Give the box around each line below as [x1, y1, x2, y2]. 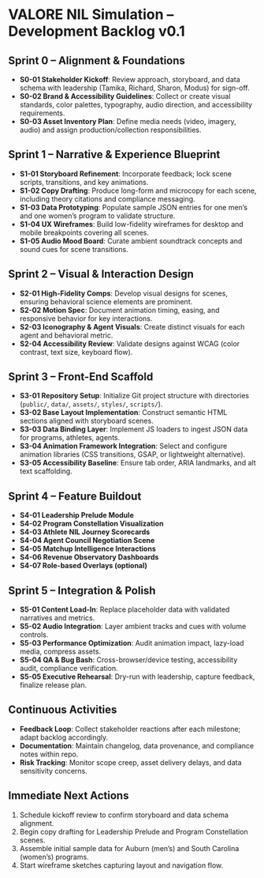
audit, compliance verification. [19, 664, 118, 673]
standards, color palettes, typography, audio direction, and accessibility [19, 100, 253, 109]
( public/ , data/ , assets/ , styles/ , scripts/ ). [19, 399, 163, 409]
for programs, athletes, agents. [19, 433, 121, 443]
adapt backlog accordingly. [19, 733, 109, 742]
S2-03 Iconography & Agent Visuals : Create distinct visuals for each [19, 322, 245, 331]
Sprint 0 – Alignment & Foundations [8, 54, 185, 67]
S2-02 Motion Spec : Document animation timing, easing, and [19, 305, 220, 315]
